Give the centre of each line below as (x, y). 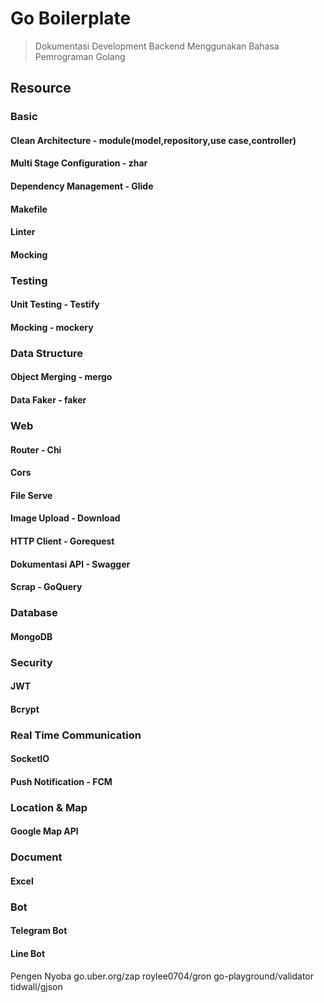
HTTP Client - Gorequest (62, 541)
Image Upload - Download (65, 518)
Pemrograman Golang (80, 56)
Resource (41, 88)
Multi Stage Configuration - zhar (79, 163)
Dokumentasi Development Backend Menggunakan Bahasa (157, 46)
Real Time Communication (76, 735)
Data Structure (47, 353)
